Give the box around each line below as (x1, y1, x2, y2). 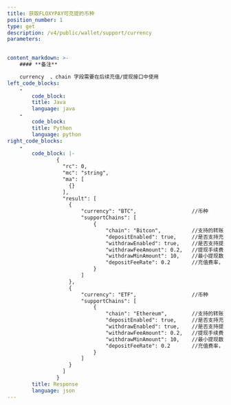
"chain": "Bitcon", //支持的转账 (105, 227, 224, 234)
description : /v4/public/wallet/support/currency (7, 29, 153, 37)
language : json (32, 387, 76, 394)
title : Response (32, 380, 78, 388)
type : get (7, 23, 36, 30)
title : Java (32, 99, 67, 106)
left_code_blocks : (7, 80, 60, 87)
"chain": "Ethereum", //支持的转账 (105, 311, 224, 318)
